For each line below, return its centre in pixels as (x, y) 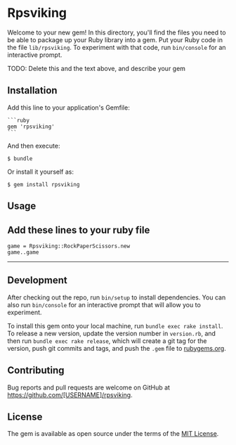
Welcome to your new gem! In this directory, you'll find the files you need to (117, 32)
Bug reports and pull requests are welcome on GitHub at (89, 387)
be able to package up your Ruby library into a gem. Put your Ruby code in (115, 39)
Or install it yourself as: (40, 172)
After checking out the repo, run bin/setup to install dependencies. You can (117, 297)
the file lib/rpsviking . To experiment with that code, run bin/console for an (117, 47)
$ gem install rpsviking (44, 184)
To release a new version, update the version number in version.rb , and (112, 333)
